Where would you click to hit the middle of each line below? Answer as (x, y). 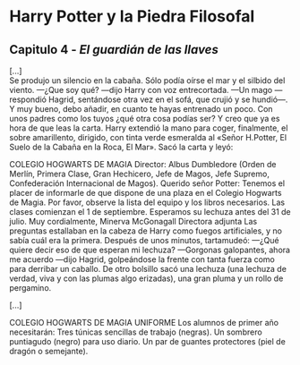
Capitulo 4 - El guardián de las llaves (114, 50)
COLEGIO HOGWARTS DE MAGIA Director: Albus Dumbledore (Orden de (143, 164)
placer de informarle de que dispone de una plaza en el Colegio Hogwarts (146, 193)
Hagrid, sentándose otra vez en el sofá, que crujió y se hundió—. (168, 99)
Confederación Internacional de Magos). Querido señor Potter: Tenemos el (147, 183)
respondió (28, 99)
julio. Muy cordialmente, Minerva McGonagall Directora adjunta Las (133, 221)
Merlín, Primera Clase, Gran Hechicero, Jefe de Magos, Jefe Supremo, (140, 174)
